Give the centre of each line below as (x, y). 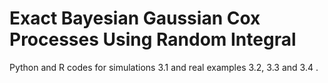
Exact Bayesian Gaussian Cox (135, 18)
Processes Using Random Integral (153, 39)
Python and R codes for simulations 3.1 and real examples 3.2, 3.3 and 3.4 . (164, 67)
